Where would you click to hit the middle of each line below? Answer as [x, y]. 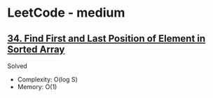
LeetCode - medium [66, 13]
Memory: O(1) [37, 87]
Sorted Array [36, 49]
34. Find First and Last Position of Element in [106, 39]
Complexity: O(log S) [48, 79]
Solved [18, 66]
